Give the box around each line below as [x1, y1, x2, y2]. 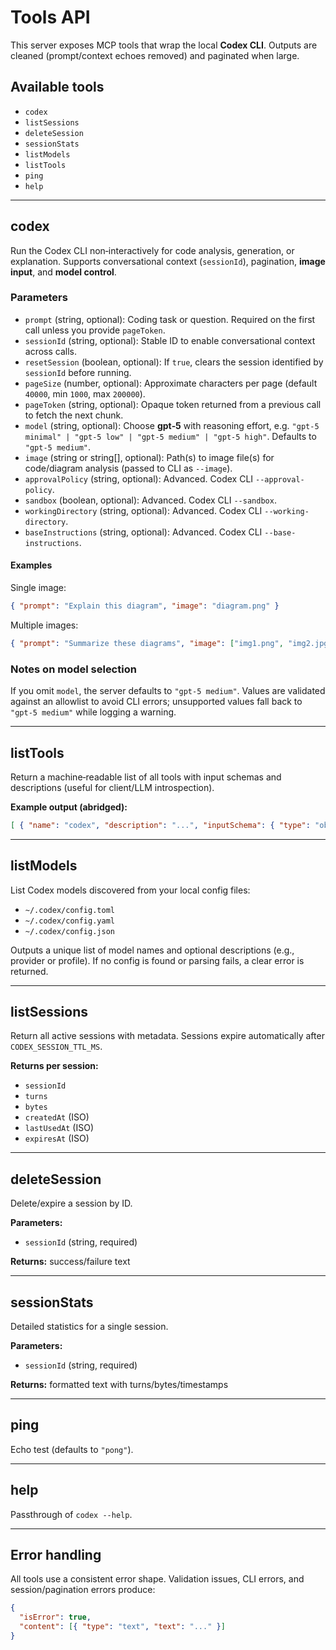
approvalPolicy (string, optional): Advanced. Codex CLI [24, 472, 254, 485]
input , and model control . [10, 266, 117, 278]
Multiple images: [10, 619, 79, 631]
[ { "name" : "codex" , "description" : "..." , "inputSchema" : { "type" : [10, 820, 311, 830]
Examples [10, 559, 53, 571]
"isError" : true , [19, 1612, 92, 1623]
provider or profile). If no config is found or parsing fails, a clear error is [10, 954, 305, 966]
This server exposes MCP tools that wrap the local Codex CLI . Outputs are [10, 39, 318, 51]
